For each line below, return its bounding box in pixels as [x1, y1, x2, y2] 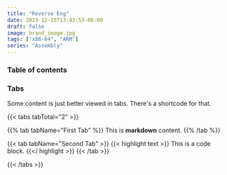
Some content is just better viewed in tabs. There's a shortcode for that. [7, 100, 212, 108]
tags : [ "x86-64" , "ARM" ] [7, 36, 79, 43]
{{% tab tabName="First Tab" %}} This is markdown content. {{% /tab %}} [7, 126, 221, 135]
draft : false [7, 23, 45, 30]
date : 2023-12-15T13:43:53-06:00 [7, 17, 103, 24]
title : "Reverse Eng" [7, 10, 70, 17]
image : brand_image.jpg [7, 29, 76, 37]
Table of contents [7, 65, 68, 75]
